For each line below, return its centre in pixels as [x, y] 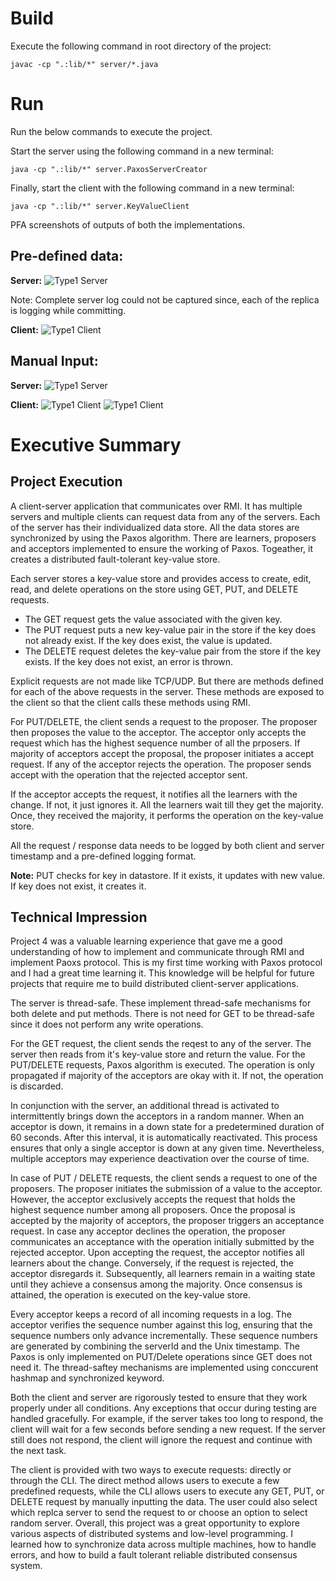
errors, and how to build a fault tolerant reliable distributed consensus [154, 1555]
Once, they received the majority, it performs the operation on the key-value [167, 815]
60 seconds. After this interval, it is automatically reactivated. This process [164, 1138]
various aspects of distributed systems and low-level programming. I [151, 1534]
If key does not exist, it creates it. [78, 886]
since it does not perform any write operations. [107, 1024]
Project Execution [66, 482]
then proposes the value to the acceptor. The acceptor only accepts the [158, 732]
